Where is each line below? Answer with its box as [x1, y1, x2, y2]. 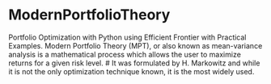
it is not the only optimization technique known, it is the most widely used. [8, 66, 255, 76]
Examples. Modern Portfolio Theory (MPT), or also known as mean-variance [8, 40, 263, 50]
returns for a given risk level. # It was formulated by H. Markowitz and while [8, 58, 260, 68]
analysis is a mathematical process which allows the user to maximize [8, 49, 241, 59]
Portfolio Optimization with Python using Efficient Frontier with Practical [8, 32, 247, 42]
